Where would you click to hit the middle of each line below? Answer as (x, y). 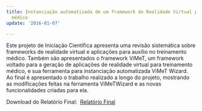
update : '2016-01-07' (33, 23)
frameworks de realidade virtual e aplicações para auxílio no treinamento (96, 52)
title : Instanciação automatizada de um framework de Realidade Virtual (99, 12)
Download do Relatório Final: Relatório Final (61, 102)
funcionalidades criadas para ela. (47, 90)
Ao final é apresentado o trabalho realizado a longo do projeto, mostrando (98, 78)
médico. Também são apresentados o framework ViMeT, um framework (95, 59)
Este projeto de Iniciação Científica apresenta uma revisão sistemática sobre (101, 45)
